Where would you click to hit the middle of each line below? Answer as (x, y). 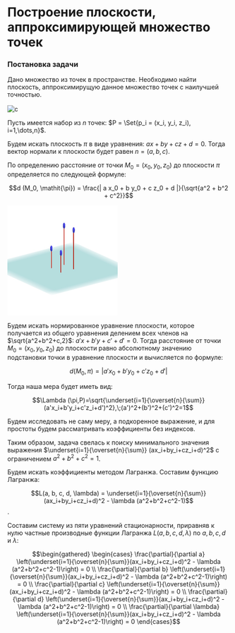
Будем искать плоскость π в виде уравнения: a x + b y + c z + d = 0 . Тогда (116, 144)
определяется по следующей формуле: (67, 174)
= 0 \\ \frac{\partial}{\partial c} (61, 584)
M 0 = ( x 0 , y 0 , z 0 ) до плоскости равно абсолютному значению (100, 349)
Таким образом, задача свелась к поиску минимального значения (108, 442)
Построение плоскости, (82, 12)
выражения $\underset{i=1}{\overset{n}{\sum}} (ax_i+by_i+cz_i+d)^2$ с (113, 450)
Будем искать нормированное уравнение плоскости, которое (101, 325)
